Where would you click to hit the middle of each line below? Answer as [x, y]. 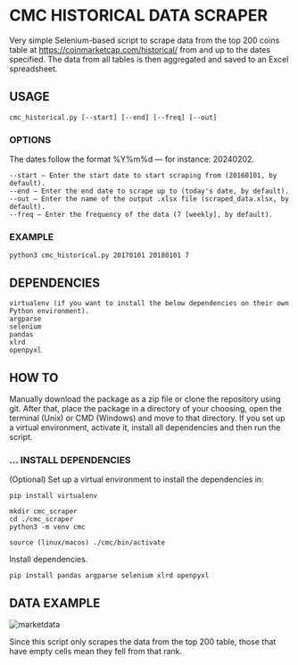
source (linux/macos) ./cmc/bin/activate [87, 543]
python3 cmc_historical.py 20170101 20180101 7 [99, 255]
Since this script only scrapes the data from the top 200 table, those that [143, 642]
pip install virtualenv [54, 496]
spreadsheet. [33, 69]
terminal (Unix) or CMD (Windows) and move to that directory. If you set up [147, 418]
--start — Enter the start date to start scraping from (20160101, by [143, 176]
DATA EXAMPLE [55, 603]
